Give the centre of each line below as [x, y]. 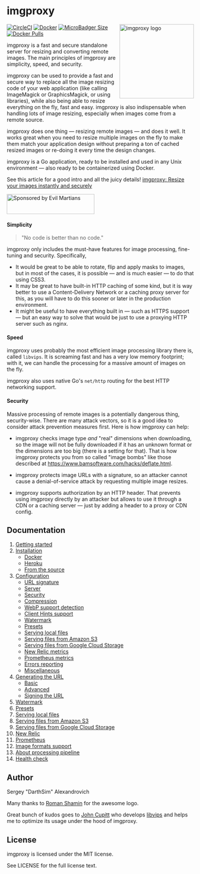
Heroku [33, 563]
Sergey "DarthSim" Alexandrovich [48, 792]
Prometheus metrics [49, 658]
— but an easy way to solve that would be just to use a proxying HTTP [101, 317]
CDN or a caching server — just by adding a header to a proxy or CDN [101, 505]
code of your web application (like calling [57, 88]
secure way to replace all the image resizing [61, 82]
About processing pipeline [47, 752]
